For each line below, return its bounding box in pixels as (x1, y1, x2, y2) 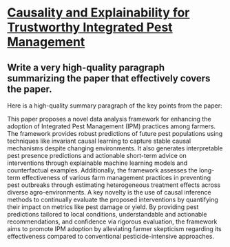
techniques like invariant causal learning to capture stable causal (7, 137, 191, 145)
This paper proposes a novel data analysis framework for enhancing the (7, 115, 211, 123)
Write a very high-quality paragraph (7, 61, 165, 73)
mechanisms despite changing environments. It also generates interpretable (7, 144, 223, 152)
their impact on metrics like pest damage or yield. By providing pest (7, 203, 199, 211)
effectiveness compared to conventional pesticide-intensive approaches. (7, 233, 215, 240)
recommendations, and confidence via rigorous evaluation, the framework (7, 217, 218, 226)
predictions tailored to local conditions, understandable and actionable (7, 210, 207, 218)
